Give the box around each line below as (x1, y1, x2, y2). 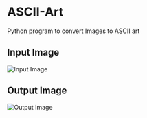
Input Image (7, 47, 60, 58)
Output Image (7, 85, 67, 97)
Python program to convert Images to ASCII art (7, 27, 140, 35)
